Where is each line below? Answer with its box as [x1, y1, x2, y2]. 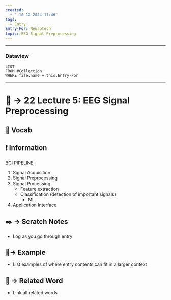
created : [5, 7, 24, 13]
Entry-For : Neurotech [5, 26, 51, 32]
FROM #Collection [5, 69, 42, 74]
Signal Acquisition [12, 169, 51, 175]
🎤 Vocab [5, 126, 33, 134]
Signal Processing [12, 180, 51, 186]
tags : [5, 17, 17, 22]
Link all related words [12, 290, 58, 296]
